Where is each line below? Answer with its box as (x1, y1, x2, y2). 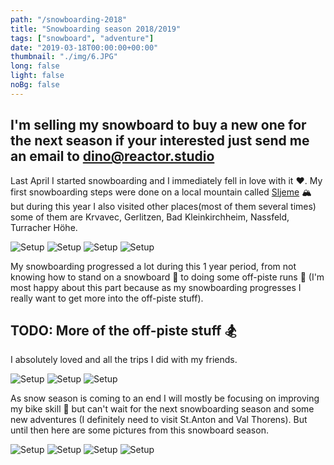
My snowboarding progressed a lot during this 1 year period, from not (10, 260, 297, 272)
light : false (10, 71, 65, 81)
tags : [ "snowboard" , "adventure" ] (10, 33, 155, 43)
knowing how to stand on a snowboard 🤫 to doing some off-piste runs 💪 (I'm (10, 271, 325, 283)
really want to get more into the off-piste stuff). (10, 292, 204, 304)
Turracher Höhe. (10, 221, 78, 233)
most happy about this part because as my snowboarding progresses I (10, 281, 302, 293)
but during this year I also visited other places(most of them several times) (10, 200, 317, 212)
